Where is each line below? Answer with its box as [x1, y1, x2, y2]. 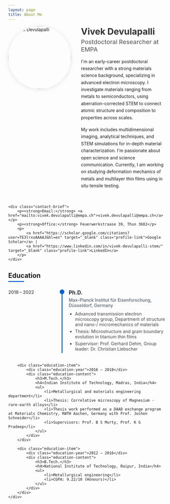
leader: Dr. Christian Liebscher [75, 346, 138, 352]
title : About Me [8, 12, 42, 17]
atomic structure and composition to [81, 107, 156, 113]
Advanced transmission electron [75, 310, 142, 316]
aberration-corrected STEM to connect [81, 100, 161, 106]
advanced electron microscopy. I [81, 79, 149, 85]
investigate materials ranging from [81, 86, 152, 93]
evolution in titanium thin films [75, 333, 137, 340]
